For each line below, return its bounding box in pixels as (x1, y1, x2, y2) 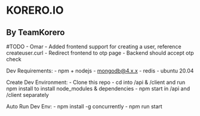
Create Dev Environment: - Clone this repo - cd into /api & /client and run (6, 79, 186, 86)
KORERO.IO (6, 4, 64, 17)
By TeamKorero (6, 27, 65, 37)
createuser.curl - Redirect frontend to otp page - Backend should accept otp (6, 49, 194, 57)
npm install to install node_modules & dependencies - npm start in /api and (6, 85, 190, 92)
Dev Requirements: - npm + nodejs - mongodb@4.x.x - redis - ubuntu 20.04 (6, 67, 194, 74)
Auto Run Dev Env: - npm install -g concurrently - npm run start (6, 103, 162, 110)
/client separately (6, 92, 49, 98)
